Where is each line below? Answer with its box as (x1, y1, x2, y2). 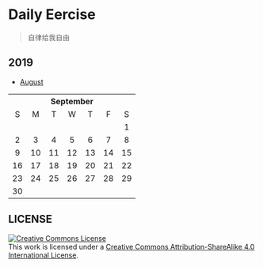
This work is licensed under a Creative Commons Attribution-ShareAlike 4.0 (8, 242, 255, 251)
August (19, 77, 44, 86)
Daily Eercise (8, 6, 97, 24)
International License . (8, 250, 79, 260)
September (50, 96, 93, 107)
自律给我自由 (27, 32, 70, 42)
